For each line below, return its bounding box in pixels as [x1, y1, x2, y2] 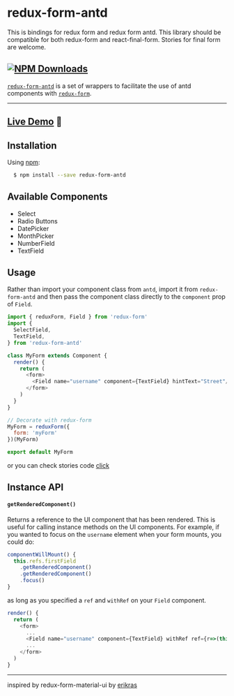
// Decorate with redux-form [7, 417, 92, 424]
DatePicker [17, 224, 49, 232]
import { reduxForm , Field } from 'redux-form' [7, 313, 148, 320]
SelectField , [13, 327, 52, 334]
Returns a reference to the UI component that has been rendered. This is [7, 515, 216, 524]
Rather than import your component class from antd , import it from [7, 285, 198, 294]
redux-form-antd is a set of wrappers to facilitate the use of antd [7, 82, 192, 90]
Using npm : [7, 158, 40, 166]
